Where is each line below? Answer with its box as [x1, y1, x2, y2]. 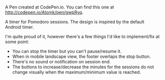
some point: [5, 39, 30, 45]
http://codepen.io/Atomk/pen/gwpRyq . [5, 9, 84, 15]
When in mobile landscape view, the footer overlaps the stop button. [12, 53, 151, 59]
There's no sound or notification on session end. [12, 59, 111, 64]
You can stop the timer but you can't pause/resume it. [12, 49, 122, 54]
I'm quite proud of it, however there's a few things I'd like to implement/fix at [5, 34, 160, 39]
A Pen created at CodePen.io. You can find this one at [5, 4, 114, 10]
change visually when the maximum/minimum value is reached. [12, 69, 141, 75]
